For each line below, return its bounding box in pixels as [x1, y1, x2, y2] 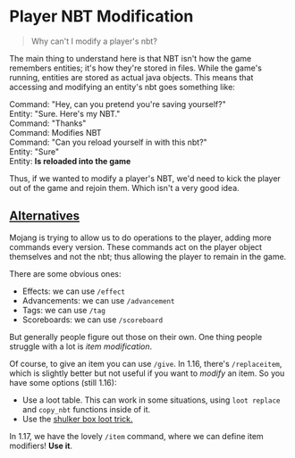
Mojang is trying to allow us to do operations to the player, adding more [9, 232, 272, 243]
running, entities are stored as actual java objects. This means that [9, 71, 254, 82]
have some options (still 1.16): [9, 377, 117, 387]
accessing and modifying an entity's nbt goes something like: [9, 81, 235, 92]
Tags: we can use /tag [21, 304, 105, 315]
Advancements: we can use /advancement [21, 295, 175, 305]
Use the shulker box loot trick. [21, 413, 133, 424]
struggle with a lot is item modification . [9, 341, 153, 352]
